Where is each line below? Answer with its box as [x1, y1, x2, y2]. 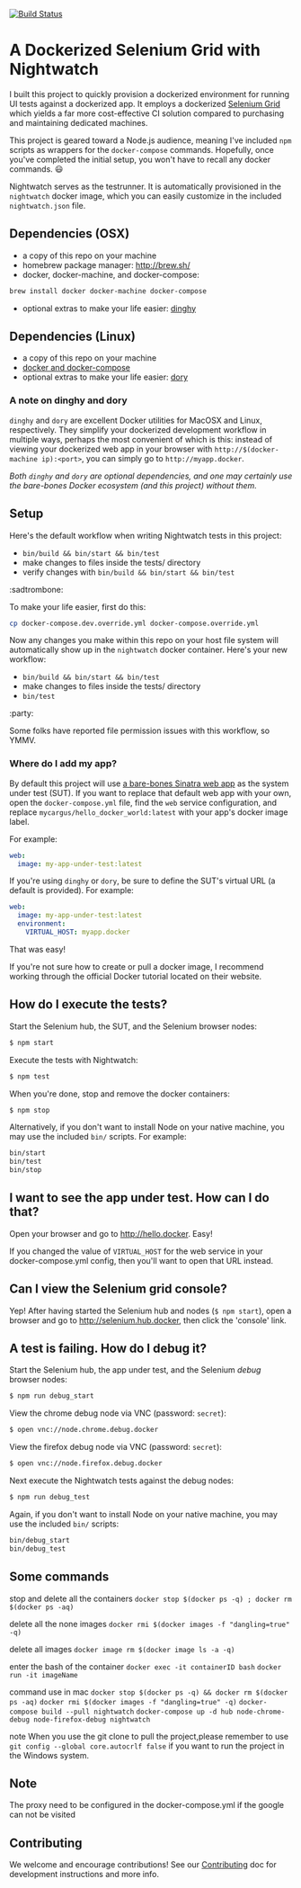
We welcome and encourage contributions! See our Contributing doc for [9, 1859, 277, 1870]
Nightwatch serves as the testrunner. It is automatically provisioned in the [9, 181, 281, 192]
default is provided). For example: [9, 885, 135, 896]
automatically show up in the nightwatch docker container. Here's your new [9, 644, 288, 656]
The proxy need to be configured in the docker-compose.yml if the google [9, 1800, 285, 1811]
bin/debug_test [9, 1544, 66, 1553]
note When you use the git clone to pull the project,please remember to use [9, 1731, 289, 1741]
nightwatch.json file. [9, 200, 86, 210]
